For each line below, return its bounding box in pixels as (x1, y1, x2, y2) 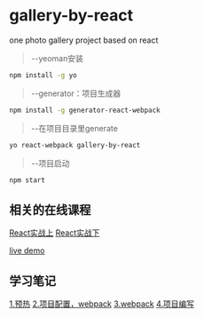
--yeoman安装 (30, 52, 84, 63)
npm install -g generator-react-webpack (9, 106, 161, 115)
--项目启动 (30, 157, 70, 169)
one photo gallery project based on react (9, 35, 159, 45)
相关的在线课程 (9, 202, 91, 218)
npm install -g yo (9, 70, 77, 80)
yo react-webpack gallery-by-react (9, 140, 141, 149)
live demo (9, 245, 45, 256)
